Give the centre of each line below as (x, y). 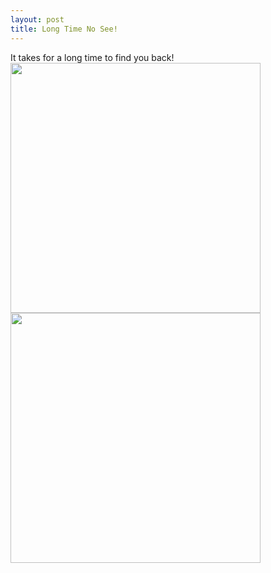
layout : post (37, 19)
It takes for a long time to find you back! (92, 57)
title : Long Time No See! (64, 29)
